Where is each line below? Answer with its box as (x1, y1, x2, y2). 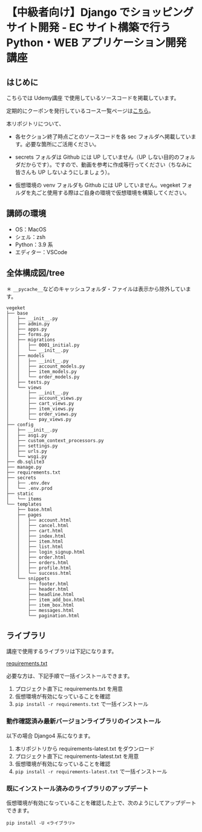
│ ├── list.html (17, 543, 64, 549)
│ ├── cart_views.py (6, 400, 74, 406)
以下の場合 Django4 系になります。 (6, 732, 94, 739)
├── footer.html (28, 580, 69, 587)
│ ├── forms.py (6, 331, 50, 337)
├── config (6, 421, 34, 428)
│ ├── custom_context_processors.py (6, 437, 104, 443)
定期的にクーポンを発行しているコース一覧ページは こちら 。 (6, 107, 154, 114)
